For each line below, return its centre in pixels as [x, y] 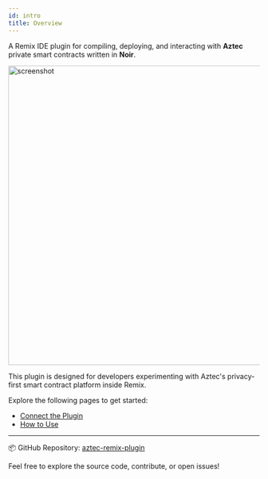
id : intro [25, 16]
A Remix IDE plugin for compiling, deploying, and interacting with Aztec [126, 46]
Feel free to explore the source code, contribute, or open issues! [114, 466]
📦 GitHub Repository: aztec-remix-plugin [77, 447]
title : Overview [35, 23]
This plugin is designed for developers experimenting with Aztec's [117, 376]
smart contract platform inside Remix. [85, 385]
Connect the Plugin [51, 415]
